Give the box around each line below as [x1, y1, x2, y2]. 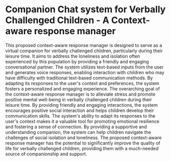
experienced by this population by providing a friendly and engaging [5, 58, 149, 64]
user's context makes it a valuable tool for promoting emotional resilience [5, 118, 160, 124]
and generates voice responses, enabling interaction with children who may [5, 69, 165, 75]
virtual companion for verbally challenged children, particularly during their [5, 48, 163, 54]
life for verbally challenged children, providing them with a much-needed [5, 145, 159, 151]
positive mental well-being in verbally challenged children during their [5, 96, 152, 103]
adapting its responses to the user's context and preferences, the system [5, 80, 160, 86]
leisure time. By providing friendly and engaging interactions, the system [5, 102, 158, 108]
